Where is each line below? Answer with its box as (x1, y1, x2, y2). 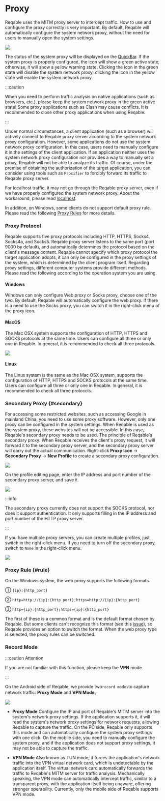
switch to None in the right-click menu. (5, 545, 82, 551)
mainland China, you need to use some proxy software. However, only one (5, 416, 156, 422)
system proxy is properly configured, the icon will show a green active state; (5, 59, 160, 64)
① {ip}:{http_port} (5, 587, 48, 593)
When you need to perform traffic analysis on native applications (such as (5, 93, 155, 99)
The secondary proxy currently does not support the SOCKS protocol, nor (5, 505, 155, 511)
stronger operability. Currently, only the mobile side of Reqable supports (12, 786, 159, 792)
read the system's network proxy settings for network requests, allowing (12, 719, 160, 725)
